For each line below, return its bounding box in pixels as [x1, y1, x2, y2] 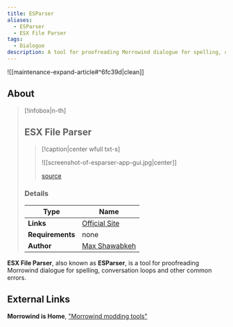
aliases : [7, 17, 33, 24]
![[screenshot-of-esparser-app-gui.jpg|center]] [41, 158, 177, 166]
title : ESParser [7, 10, 54, 17]
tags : [7, 36, 23, 43]
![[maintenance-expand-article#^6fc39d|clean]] [7, 67, 144, 76]
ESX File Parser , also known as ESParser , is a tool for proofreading [7, 258, 200, 267]
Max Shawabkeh [82, 240, 137, 250]
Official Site [82, 218, 120, 228]
